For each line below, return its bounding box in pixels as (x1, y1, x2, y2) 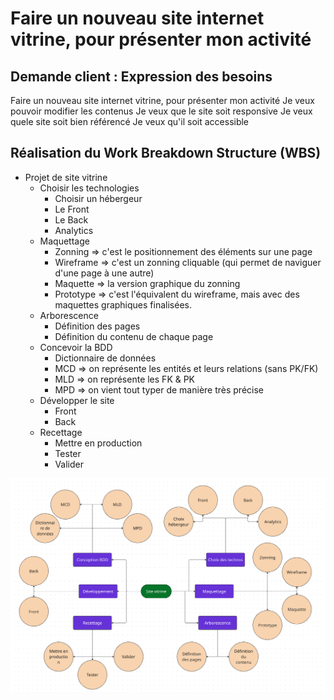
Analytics (54, 224, 94, 236)
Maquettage (39, 235, 90, 247)
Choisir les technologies (39, 182, 140, 194)
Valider (54, 458, 84, 470)
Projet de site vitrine (24, 171, 108, 183)
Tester (54, 447, 82, 459)
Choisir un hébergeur (54, 192, 143, 204)
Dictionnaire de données (54, 352, 157, 364)
